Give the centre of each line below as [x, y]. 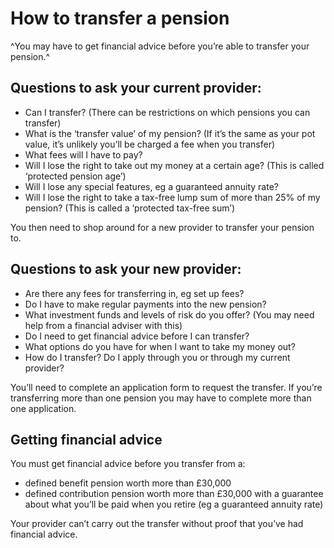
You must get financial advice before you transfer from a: [128, 464]
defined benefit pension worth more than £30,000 [128, 483]
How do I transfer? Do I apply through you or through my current [157, 357]
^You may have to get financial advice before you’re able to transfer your [160, 46]
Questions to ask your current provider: [136, 88]
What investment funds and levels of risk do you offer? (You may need [169, 314]
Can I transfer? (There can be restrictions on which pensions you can [167, 112]
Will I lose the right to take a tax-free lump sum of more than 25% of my [172, 197]
